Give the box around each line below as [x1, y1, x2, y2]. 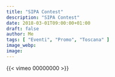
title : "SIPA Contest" [6, 8, 64, 15]
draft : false [6, 25, 39, 32]
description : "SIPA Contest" [6, 14, 80, 20]
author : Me [6, 31, 34, 37]
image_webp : [6, 43, 36, 49]
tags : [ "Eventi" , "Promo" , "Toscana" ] [6, 37, 110, 43]
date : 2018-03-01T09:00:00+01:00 [6, 20, 91, 26]
